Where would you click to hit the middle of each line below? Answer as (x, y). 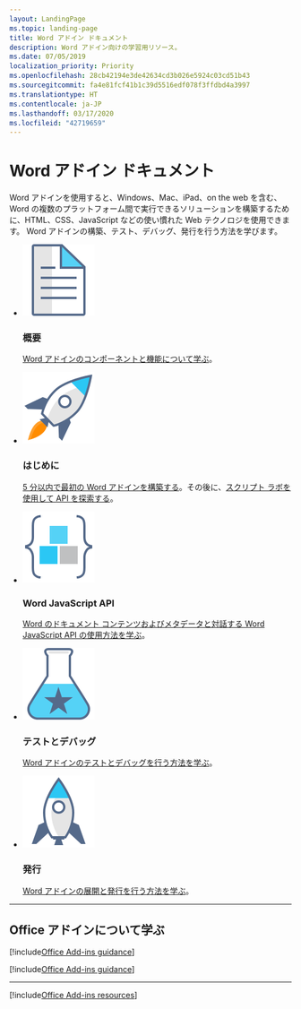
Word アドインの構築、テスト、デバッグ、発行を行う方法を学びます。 (154, 231)
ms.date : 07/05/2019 (48, 57)
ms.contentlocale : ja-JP (56, 104)
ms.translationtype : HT (54, 94)
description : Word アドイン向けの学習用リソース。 (95, 47)
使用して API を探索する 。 (70, 498)
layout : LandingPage (48, 19)
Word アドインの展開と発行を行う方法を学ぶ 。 (108, 891)
